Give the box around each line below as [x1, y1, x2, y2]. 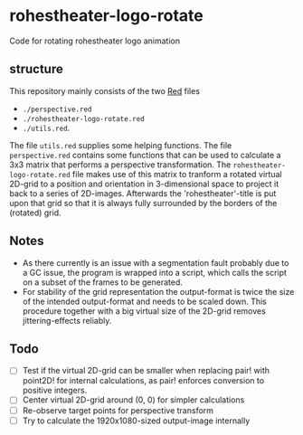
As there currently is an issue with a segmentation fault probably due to [22, 257, 289, 268]
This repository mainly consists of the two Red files [9, 85, 201, 96]
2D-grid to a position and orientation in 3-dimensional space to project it [9, 178, 279, 189]
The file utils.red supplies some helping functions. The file [9, 139, 232, 150]
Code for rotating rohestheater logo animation [9, 35, 181, 46]
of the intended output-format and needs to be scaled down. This [22, 296, 267, 307]
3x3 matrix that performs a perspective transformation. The [9, 159, 232, 170]
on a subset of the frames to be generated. [22, 277, 184, 288]
